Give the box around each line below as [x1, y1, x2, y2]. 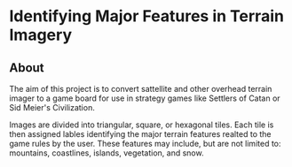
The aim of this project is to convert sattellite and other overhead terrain [9, 84, 272, 94]
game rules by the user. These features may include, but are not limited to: [9, 139, 281, 148]
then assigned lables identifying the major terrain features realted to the [9, 129, 272, 139]
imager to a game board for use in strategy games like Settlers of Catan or [9, 93, 281, 103]
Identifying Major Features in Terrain [9, 6, 284, 27]
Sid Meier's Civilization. [9, 102, 95, 112]
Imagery [9, 25, 73, 45]
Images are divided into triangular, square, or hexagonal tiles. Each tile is [9, 119, 274, 130]
